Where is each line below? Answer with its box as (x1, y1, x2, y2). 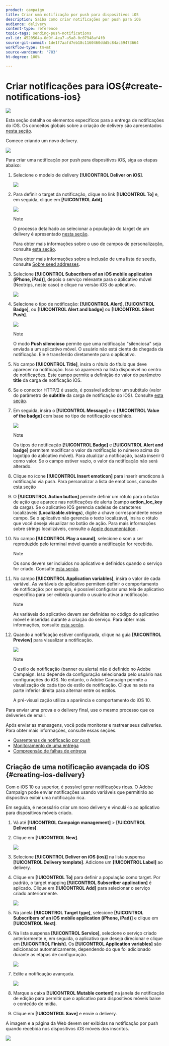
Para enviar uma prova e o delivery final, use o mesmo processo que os (6, 707, 154, 713)
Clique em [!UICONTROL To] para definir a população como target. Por (13, 875, 160, 881)
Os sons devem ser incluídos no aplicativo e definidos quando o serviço (13, 560, 162, 566)
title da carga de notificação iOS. (13, 377, 82, 383)
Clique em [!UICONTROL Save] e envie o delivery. (13, 1011, 117, 1017)
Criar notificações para (6, 80, 105, 92)
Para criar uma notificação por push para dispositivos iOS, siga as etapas (6, 157, 158, 163)
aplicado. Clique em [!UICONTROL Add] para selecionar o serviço (13, 885, 150, 891)
